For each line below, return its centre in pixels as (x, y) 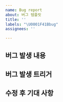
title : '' (16, 19)
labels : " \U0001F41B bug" (32, 24)
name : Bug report (24, 10)
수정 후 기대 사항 (29, 93)
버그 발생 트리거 (29, 74)
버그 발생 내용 (26, 55)
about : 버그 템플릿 (23, 15)
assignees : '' (20, 29)
